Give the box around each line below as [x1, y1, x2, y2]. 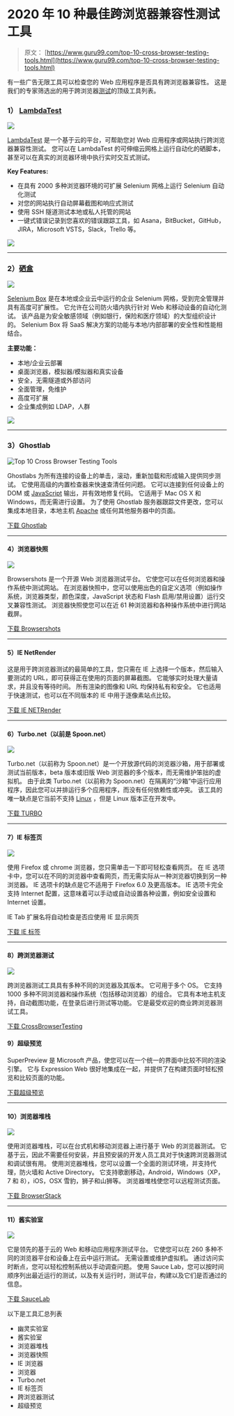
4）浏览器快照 [7, 545, 49, 553]
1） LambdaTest [7, 105, 62, 115]
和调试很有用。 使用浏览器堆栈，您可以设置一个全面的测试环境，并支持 [7, 1160, 210, 1168]
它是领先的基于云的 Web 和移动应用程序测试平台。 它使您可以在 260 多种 [7, 1245, 217, 1254]
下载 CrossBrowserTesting [7, 1022, 83, 1030]
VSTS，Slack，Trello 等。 [65, 225, 140, 233]
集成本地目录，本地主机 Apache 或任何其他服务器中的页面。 [7, 506, 180, 514]
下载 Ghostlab [7, 521, 47, 530]
